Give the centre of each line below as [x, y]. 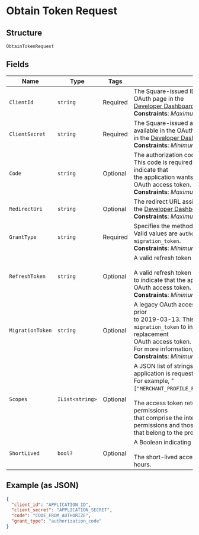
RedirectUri [26, 209]
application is [152, 373]
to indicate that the [160, 280]
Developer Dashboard [164, 106]
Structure [24, 33]
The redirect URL [157, 201]
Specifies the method [163, 226]
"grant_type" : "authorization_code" [57, 521]
